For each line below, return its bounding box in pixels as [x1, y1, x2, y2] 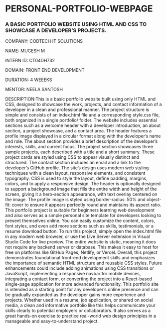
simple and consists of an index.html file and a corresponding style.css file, [5, 112, 160, 118]
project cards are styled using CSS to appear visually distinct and [5, 154, 140, 160]
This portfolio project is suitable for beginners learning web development [5, 207, 155, 213]
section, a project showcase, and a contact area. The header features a [5, 128, 152, 134]
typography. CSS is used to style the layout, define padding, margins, [5, 175, 148, 182]
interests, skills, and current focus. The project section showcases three [5, 144, 154, 150]
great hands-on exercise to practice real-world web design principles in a [5, 313, 156, 319]
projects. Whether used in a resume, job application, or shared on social [5, 297, 153, 303]
